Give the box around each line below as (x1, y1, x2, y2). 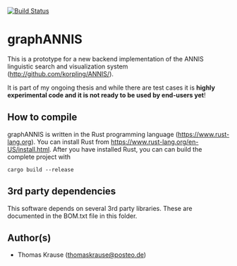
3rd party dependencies (7, 186, 116, 198)
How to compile (7, 111, 78, 123)
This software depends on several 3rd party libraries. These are (7, 204, 193, 212)
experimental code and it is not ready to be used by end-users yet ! (7, 90, 206, 99)
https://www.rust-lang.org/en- (110, 138, 199, 146)
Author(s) (7, 231, 51, 243)
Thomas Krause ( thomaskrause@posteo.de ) (17, 250, 147, 259)
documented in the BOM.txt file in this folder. (7, 212, 138, 220)
